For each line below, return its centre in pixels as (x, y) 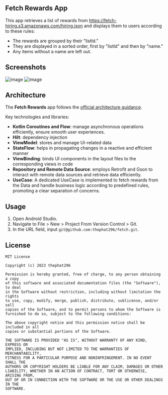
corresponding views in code (43, 164)
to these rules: (20, 31)
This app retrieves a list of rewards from (47, 20)
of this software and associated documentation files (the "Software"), (83, 283)
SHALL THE (16, 362)
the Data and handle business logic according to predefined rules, (81, 185)
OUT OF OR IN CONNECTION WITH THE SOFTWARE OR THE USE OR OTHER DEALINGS (84, 380)
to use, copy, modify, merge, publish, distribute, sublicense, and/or (82, 301)
